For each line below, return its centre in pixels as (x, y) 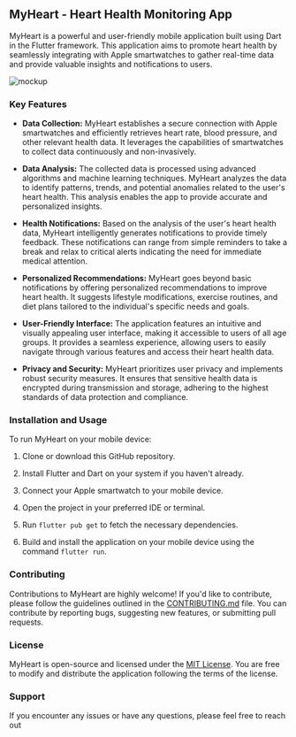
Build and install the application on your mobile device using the (138, 542)
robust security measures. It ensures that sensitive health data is (140, 379)
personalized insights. (62, 206)
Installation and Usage (58, 420)
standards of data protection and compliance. (105, 397)
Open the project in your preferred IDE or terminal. (114, 508)
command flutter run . (65, 551)
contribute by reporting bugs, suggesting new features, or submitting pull (143, 612)
